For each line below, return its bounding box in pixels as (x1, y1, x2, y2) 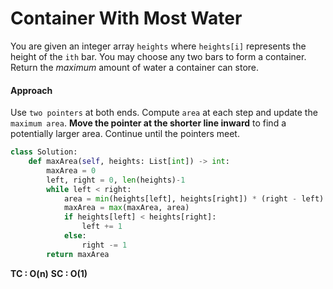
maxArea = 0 (46, 165, 97, 176)
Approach (10, 84, 53, 96)
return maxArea (46, 249, 110, 259)
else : (63, 231, 87, 241)
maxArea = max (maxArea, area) (63, 203, 190, 213)
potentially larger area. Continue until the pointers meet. (10, 128, 240, 140)
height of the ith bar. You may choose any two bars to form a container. (10, 50, 307, 62)
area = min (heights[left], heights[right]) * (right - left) (63, 193, 325, 204)
